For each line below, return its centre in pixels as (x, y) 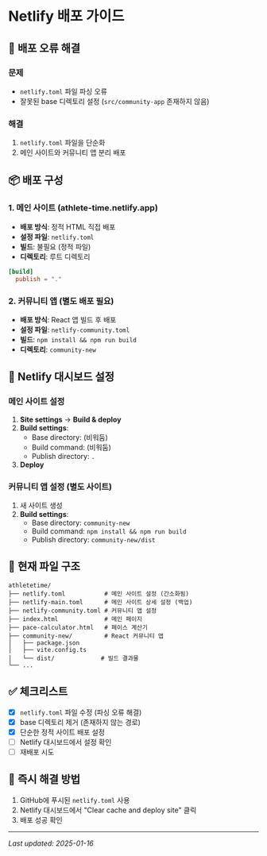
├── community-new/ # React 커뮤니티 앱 (86, 636)
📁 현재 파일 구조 (44, 567)
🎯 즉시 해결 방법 (44, 779)
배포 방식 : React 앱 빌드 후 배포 (68, 319)
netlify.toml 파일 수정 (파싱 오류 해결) (81, 712)
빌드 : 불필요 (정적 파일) (55, 246)
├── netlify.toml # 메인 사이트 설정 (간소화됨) (99, 594)
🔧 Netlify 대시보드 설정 (62, 377)
